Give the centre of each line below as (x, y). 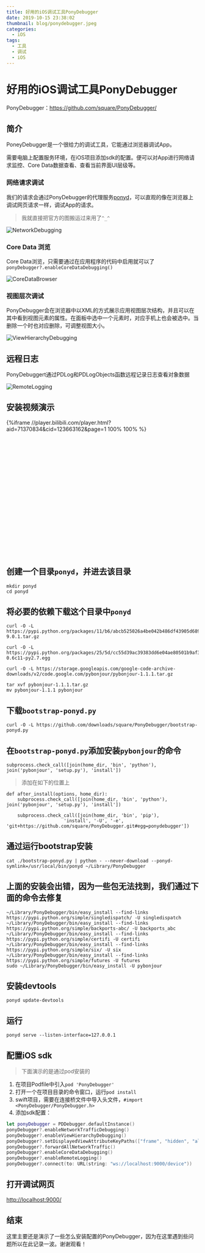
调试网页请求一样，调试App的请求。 (52, 205)
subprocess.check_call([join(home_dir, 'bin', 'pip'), (88, 815)
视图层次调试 (25, 296)
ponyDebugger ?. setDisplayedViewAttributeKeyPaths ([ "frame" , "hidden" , (98, 1141)
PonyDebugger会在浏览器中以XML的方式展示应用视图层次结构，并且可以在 (101, 310)
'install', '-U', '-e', (94, 821)
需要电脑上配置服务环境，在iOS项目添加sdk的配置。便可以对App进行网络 (98, 158)
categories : (21, 29)
